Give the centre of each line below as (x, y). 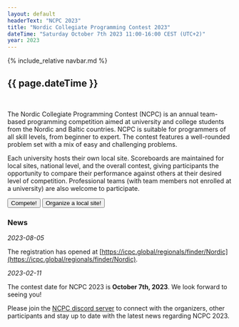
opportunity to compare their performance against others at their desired (115, 173)
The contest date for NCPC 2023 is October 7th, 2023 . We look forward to (117, 287)
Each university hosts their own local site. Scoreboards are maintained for (116, 158)
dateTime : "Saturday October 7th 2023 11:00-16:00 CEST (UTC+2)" (106, 34)
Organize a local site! (73, 203)
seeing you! (25, 295)
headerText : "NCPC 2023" (44, 21)
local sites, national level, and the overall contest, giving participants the (113, 165)
